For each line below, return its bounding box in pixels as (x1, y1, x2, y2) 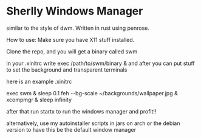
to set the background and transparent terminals (6, 66, 128, 73)
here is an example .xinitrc (6, 78, 72, 85)
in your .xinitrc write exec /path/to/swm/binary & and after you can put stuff (6, 59, 196, 67)
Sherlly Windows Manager (6, 4, 143, 18)
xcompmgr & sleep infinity (6, 96, 72, 103)
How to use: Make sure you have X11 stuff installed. (6, 36, 135, 43)
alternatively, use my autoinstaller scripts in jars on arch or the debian (6, 120, 180, 127)
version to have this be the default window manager (6, 126, 137, 133)
